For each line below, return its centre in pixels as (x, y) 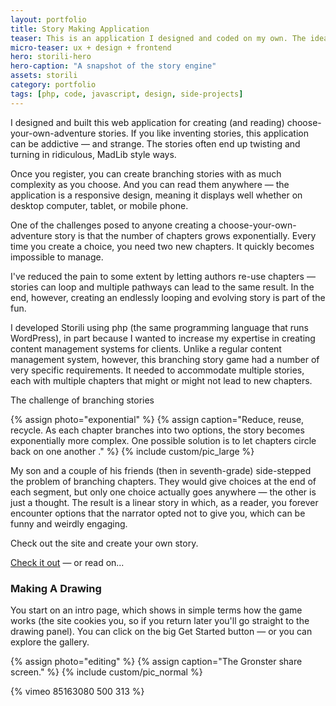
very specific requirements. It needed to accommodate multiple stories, (157, 370)
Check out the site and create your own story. (104, 543)
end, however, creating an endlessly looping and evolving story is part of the (168, 297)
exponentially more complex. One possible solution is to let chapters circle (163, 440)
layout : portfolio (48, 19)
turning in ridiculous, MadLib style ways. (93, 154)
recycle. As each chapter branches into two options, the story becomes (157, 430)
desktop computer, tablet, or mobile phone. (99, 205)
